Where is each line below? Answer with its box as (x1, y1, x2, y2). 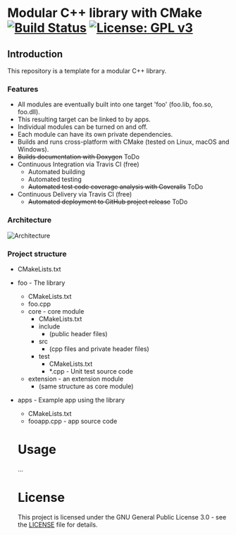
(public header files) (49, 329, 108, 338)
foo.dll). (17, 108, 40, 116)
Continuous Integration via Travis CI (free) (17, 160, 139, 168)
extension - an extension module (27, 374, 124, 383)
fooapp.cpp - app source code (27, 417, 118, 425)
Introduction (7, 48, 63, 60)
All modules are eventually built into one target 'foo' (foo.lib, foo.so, (17, 100, 213, 109)
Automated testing (27, 175, 82, 184)
